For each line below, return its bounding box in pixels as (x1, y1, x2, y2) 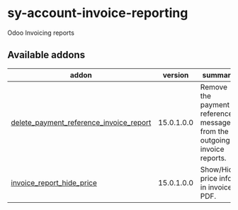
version (162, 70, 189, 79)
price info (200, 173, 232, 183)
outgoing (200, 135, 230, 145)
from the (200, 126, 229, 136)
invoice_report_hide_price (11, 177, 97, 187)
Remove (200, 82, 228, 92)
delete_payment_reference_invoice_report (11, 117, 152, 127)
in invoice (200, 182, 232, 192)
